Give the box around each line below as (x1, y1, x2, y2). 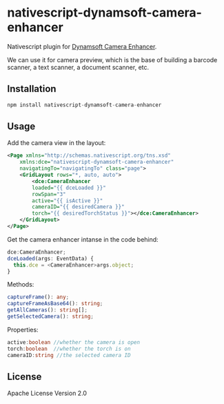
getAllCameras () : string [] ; (7, 307, 88, 314)
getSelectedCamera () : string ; (7, 313, 94, 320)
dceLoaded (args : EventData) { (7, 255, 94, 262)
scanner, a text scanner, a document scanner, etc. (7, 63, 150, 71)
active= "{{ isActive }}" (32, 197, 103, 204)
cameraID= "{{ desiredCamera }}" (32, 204, 125, 211)
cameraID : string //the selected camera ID (7, 352, 131, 358)
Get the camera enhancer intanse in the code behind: (7, 235, 159, 243)
